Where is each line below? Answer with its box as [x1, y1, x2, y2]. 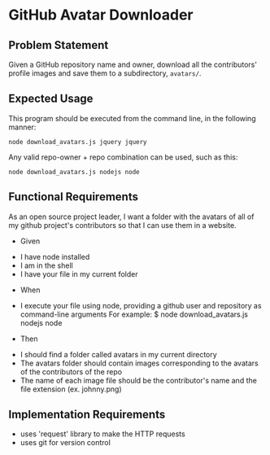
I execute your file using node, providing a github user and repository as [20, 300, 262, 310]
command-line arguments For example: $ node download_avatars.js [20, 309, 249, 319]
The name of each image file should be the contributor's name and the [20, 375, 258, 385]
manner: [8, 122, 37, 132]
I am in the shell [20, 260, 73, 270]
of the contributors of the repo [20, 366, 123, 376]
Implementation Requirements [8, 408, 166, 422]
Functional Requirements [8, 190, 138, 204]
